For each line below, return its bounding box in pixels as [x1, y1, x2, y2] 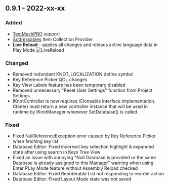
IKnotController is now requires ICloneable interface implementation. [12, 98, 156, 104]
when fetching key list [12, 138, 59, 144]
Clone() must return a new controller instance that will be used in [12, 103, 148, 109]
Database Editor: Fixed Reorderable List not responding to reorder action [12, 171, 164, 177]
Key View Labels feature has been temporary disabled [12, 82, 125, 88]
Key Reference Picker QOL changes [12, 76, 88, 83]
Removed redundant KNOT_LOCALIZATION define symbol [12, 71, 134, 77]
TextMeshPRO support [12, 30, 60, 37]
